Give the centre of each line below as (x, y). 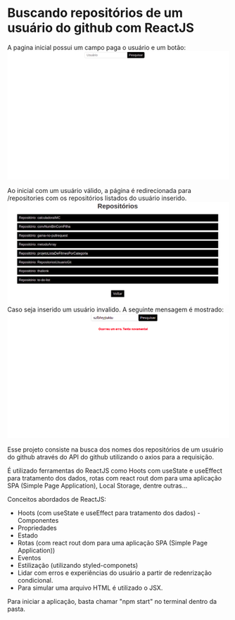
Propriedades (37, 528)
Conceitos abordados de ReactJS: (57, 500)
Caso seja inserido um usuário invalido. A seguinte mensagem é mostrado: (115, 309)
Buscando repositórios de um (95, 13)
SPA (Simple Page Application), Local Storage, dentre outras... (97, 486)
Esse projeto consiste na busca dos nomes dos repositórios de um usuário (115, 449)
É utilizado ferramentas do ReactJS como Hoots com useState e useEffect (115, 471)
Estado (28, 535)
